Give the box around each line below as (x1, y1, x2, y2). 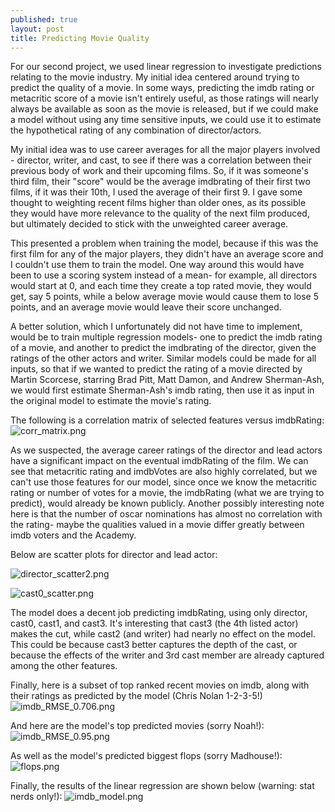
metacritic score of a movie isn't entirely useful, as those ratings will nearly (10, 92, 319, 105)
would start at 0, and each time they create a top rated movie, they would (10, 280, 312, 292)
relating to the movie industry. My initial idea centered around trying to (10, 71, 300, 83)
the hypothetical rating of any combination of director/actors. (10, 124, 262, 136)
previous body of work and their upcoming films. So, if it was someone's (10, 165, 309, 177)
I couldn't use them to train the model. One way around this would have (10, 259, 305, 271)
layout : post (10, 24, 65, 34)
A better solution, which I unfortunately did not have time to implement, (10, 321, 303, 333)
